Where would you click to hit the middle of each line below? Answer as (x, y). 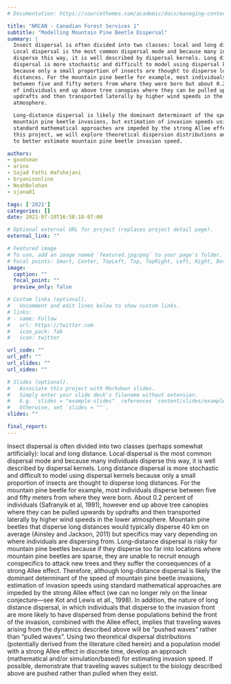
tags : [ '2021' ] (29, 204)
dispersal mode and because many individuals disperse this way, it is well (111, 461)
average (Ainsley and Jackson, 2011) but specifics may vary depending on (112, 534)
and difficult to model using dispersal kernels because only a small (101, 475)
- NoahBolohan (27, 185)
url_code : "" (26, 350)
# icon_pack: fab (35, 332)
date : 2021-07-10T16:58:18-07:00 (55, 217)
